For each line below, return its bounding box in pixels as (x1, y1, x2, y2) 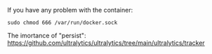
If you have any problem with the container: (7, 6, 133, 14)
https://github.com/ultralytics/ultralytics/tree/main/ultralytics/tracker (7, 39, 205, 47)
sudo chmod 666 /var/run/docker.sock (7, 19, 118, 26)
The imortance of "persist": (7, 31, 86, 39)
